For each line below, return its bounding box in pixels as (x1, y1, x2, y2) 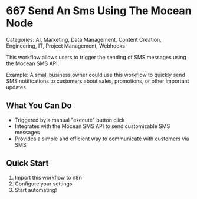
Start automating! (14, 186, 57, 193)
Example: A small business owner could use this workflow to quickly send (6, 71, 186, 78)
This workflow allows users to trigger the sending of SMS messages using (6, 53, 187, 60)
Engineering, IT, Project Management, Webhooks (6, 42, 126, 49)
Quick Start (6, 158, 49, 168)
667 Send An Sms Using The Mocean (6, 4, 192, 18)
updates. (6, 83, 28, 90)
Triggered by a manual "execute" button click (14, 116, 125, 123)
